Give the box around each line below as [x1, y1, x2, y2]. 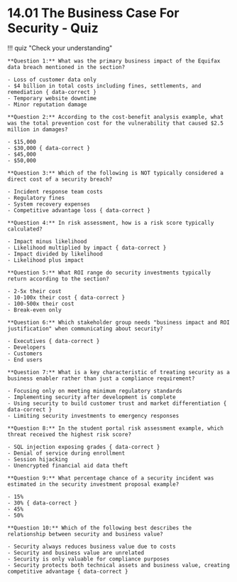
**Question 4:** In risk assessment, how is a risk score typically [7, 219, 214, 226]
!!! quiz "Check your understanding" [7, 43, 113, 52]
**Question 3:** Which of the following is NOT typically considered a [7, 169, 224, 176]
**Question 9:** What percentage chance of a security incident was [7, 475, 214, 482]
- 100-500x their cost [7, 300, 75, 307]
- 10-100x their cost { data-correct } [7, 294, 126, 301]
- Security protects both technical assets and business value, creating [7, 561, 231, 568]
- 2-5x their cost [7, 287, 62, 295]
